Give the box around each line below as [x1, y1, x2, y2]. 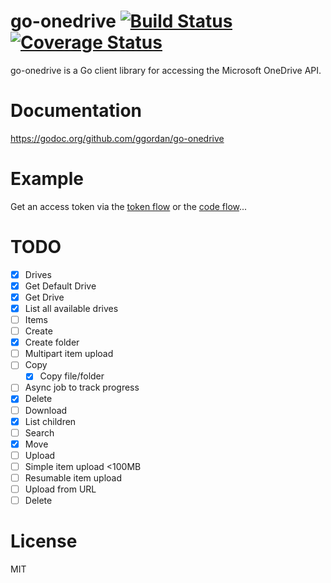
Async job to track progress [24, 381, 140, 394]
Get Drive [24, 291, 65, 303]
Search [24, 426, 55, 439]
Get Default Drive [24, 280, 97, 292]
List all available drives [24, 302, 119, 314]
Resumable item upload [24, 471, 123, 484]
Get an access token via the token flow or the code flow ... [10, 200, 248, 212]
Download [24, 404, 68, 416]
